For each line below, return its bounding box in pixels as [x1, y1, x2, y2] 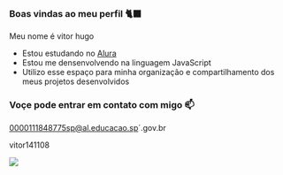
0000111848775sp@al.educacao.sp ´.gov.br [9, 122, 166, 133]
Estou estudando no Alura [21, 48, 117, 59]
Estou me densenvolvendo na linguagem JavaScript [21, 57, 212, 68]
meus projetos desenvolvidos [21, 76, 130, 87]
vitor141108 [9, 140, 50, 150]
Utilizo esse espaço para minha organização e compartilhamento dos [21, 67, 275, 78]
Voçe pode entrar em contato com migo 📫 [9, 99, 195, 111]
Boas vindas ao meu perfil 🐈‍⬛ [9, 7, 142, 19]
